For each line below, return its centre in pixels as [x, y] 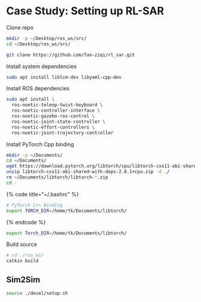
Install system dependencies [41, 66]
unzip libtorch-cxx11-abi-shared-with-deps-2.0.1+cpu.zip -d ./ [88, 172]
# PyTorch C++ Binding [34, 205]
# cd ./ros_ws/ [25, 255]
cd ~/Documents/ [26, 161]
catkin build [22, 261]
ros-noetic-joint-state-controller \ [59, 121]
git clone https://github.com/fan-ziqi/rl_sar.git [71, 55]
